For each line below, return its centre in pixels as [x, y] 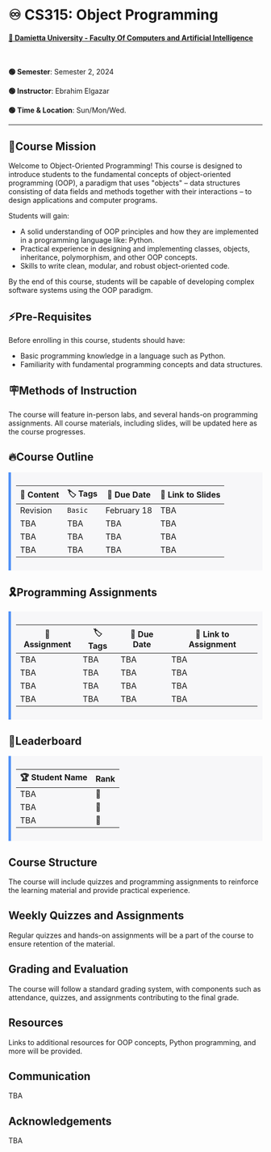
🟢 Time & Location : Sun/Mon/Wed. [67, 110]
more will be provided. [46, 1051]
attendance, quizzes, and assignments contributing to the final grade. [124, 997]
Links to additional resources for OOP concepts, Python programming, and [132, 1042]
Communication [50, 1076]
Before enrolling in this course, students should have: [97, 341]
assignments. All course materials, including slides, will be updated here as [133, 423]
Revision [36, 510]
